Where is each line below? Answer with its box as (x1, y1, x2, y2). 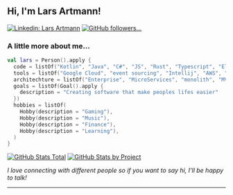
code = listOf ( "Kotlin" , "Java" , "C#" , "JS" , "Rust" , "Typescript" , (13, 63, 216, 70)
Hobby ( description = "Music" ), (19, 114, 110, 122)
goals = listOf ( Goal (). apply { (13, 82, 104, 89)
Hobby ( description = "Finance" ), (19, 121, 116, 128)
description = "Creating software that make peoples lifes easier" (19, 89, 218, 96)
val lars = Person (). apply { (7, 57, 92, 64)
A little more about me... (7, 41, 90, 50)
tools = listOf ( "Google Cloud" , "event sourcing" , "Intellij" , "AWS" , (13, 69, 222, 77)
